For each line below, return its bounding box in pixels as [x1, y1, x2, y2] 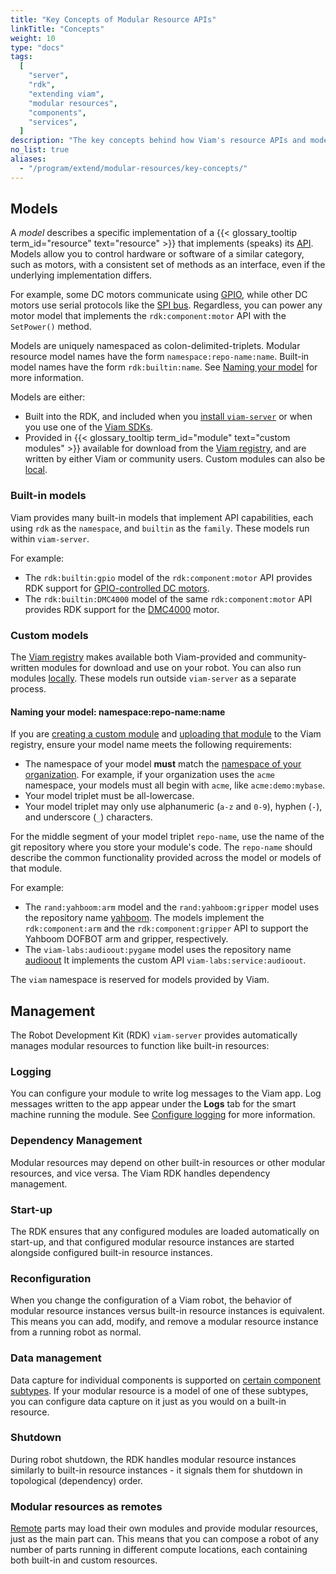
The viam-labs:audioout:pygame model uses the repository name [24, 944, 292, 956]
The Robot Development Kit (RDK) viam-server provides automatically [10, 1029, 298, 1041]
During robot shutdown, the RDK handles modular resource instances [10, 1453, 297, 1465]
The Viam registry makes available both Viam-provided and [10, 651, 255, 663]
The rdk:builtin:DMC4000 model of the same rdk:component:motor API [24, 592, 313, 605]
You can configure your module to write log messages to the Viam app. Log [10, 1087, 322, 1100]
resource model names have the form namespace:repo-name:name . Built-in [10, 351, 310, 363]
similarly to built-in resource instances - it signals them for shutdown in [10, 1464, 303, 1476]
